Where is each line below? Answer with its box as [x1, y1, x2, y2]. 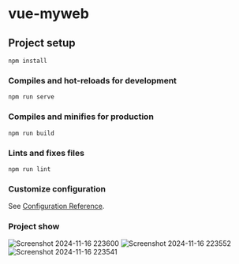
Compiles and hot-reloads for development [8, 75, 177, 86]
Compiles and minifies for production [8, 111, 154, 122]
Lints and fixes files [8, 147, 85, 158]
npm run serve [8, 93, 55, 101]
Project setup [8, 36, 77, 50]
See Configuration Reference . [8, 202, 105, 211]
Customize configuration [8, 183, 106, 194]
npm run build [8, 129, 55, 137]
